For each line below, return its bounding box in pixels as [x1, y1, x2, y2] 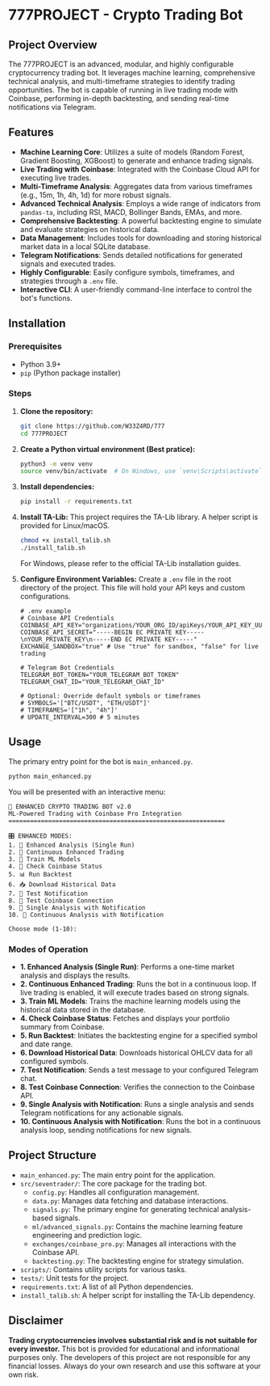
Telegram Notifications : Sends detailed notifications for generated [19, 250, 243, 260]
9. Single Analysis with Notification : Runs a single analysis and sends [19, 1099, 255, 1109]
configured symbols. [19, 1056, 89, 1066]
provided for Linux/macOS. [19, 521, 110, 530]
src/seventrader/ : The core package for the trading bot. [19, 1178, 207, 1188]
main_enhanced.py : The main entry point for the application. [19, 1170, 216, 1180]
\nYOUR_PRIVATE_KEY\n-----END [19, 635, 123, 644]
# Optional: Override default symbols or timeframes [19, 691, 201, 700]
